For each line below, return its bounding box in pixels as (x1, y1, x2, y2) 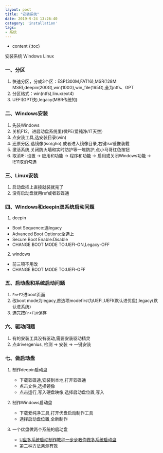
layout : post (5, 7, 32, 12)
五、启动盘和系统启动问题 (5, 280, 65, 286)
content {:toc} (12, 43, 40, 49)
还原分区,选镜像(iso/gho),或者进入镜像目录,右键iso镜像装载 (12, 140, 130, 146)
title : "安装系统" (5, 12, 40, 17)
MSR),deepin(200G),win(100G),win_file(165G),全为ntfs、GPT (12, 85, 134, 91)
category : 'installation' (5, 20, 57, 26)
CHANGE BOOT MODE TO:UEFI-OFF (12, 266, 86, 273)
